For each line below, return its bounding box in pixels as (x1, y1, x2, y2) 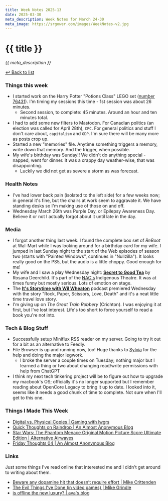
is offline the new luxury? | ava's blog (12, 489, 90, 495)
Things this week (5, 82, 48, 89)
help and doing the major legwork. (12, 352, 84, 358)
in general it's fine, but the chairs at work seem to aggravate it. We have (12, 197, 161, 204)
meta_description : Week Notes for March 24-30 (5, 17, 104, 22)
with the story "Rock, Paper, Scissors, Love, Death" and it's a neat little (12, 291, 159, 297)
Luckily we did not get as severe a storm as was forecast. (20, 168, 139, 174)
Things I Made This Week (5, 408, 68, 415)
